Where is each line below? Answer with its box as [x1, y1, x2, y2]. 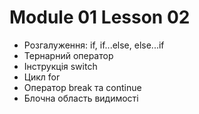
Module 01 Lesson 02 [9, 6, 191, 29]
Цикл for [23, 71, 61, 83]
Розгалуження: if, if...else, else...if [23, 39, 165, 51]
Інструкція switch [23, 60, 98, 72]
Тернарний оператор [23, 49, 114, 61]
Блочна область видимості [23, 92, 139, 104]
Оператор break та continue [23, 81, 142, 93]
